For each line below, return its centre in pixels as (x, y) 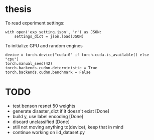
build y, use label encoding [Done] (48, 116)
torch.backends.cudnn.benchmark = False (48, 72)
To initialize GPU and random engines (44, 45)
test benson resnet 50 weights (44, 106)
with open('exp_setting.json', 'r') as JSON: (53, 32)
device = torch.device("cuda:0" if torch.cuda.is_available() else (77, 55)
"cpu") (12, 59)
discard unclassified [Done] (41, 122)
